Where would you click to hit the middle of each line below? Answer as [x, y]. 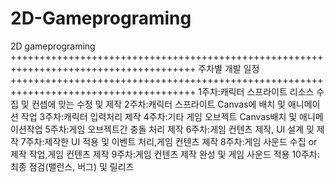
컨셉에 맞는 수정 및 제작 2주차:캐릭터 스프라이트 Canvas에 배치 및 [158, 104]
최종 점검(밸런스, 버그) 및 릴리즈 [72, 166]
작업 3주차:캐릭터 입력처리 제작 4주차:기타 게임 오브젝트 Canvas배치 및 [159, 116]
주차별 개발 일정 [229, 68]
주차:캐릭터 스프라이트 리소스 [258, 91]
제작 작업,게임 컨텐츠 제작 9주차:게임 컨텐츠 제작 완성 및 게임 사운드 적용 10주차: [165, 154]
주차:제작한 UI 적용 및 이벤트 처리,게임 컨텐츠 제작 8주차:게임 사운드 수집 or [171, 141]
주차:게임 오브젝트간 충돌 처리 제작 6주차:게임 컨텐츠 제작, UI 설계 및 [182, 129]
